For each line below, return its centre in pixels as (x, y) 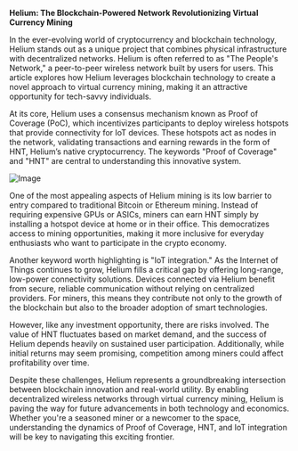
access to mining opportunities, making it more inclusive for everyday (137, 234)
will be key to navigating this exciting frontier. (92, 437)
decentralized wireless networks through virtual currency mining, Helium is (147, 399)
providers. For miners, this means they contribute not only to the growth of (146, 298)
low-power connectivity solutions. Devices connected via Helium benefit (142, 279)
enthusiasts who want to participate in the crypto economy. (118, 243)
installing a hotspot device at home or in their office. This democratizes (139, 224)
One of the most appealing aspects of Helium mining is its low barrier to (141, 196)
